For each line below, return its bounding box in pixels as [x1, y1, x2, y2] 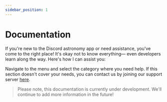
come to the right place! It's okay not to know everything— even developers [5, 50, 161, 56]
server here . [5, 76, 30, 82]
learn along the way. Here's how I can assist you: [5, 56, 106, 62]
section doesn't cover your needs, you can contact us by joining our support [5, 71, 163, 77]
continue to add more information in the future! [17, 91, 114, 97]
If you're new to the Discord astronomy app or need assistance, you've [5, 45, 151, 51]
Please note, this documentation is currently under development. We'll [17, 86, 162, 92]
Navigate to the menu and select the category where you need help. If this [5, 65, 158, 71]
